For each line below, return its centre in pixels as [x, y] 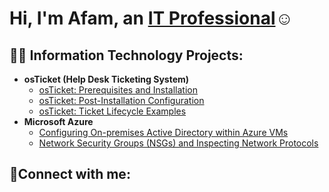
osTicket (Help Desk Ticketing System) [106, 79]
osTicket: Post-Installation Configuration [121, 100]
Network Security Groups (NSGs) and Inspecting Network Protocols [178, 143]
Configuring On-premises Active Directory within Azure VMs [163, 132]
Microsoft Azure [58, 121]
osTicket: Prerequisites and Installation [118, 90]
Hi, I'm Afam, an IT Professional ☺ [151, 18]
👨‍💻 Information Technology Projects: [126, 55]
